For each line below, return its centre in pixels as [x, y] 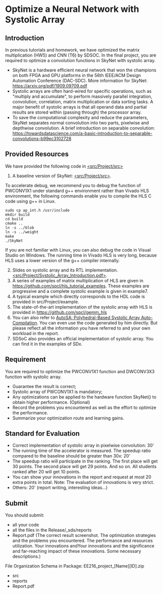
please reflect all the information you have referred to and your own [81, 328]
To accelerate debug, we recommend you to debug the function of [73, 185]
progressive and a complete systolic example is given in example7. [80, 291]
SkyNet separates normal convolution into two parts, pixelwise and [81, 123]
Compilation [25, 323]
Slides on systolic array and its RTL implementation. [65, 270]
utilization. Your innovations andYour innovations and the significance [83, 546]
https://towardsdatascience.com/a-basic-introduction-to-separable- [82, 133]
